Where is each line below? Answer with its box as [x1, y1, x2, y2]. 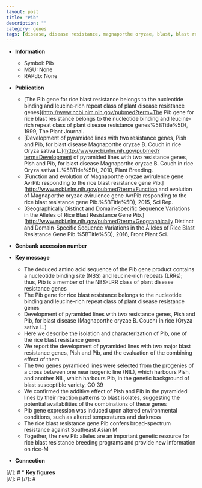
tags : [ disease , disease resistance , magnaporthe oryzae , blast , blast [6, 31, 189, 37]
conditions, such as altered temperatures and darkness [23, 413, 161, 420]
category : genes [6, 25, 47, 32]
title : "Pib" [6, 14, 39, 21]
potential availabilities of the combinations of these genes [23, 400, 167, 408]
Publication [14, 84, 44, 91]
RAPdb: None [23, 72, 58, 80]
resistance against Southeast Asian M [23, 426, 118, 434]
